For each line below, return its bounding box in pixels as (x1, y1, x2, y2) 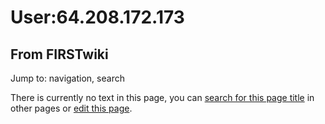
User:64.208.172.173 (10, 6, 185, 29)
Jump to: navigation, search (10, 72, 125, 84)
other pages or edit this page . (10, 102, 133, 114)
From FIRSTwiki (10, 46, 109, 63)
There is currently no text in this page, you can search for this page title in (10, 92, 315, 103)
